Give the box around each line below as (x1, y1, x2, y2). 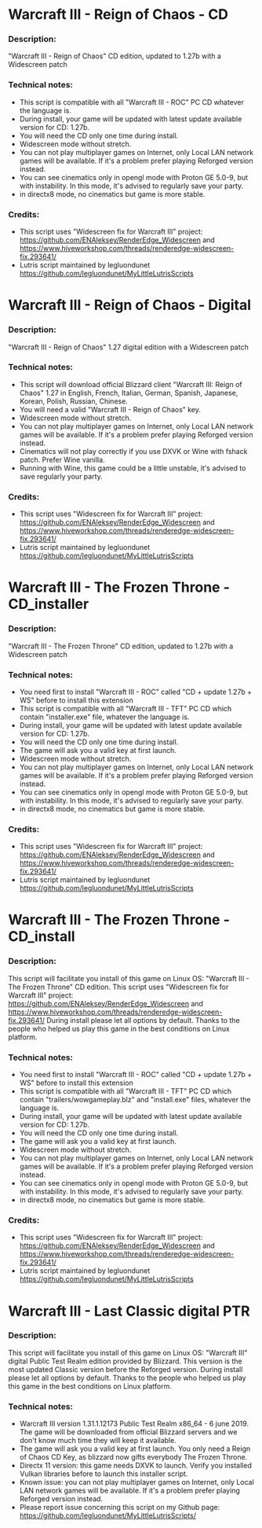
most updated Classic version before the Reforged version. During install (8, 1364, 243, 1374)
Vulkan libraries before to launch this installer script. (19, 1469, 188, 1478)
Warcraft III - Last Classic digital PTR (8, 1302, 250, 1319)
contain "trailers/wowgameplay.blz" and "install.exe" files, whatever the (19, 1095, 251, 1105)
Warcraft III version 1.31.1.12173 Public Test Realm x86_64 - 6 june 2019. (19, 1419, 249, 1429)
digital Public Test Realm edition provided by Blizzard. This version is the (8, 1356, 242, 1366)
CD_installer (8, 596, 89, 613)
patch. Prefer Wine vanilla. (19, 455, 105, 464)
